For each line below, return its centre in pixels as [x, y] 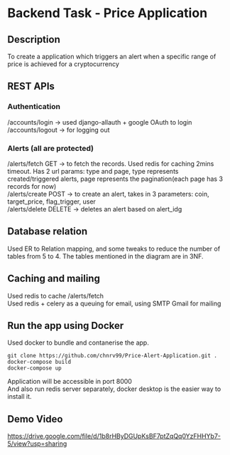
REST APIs [31, 87]
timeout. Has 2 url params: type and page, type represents [93, 171]
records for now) [32, 186]
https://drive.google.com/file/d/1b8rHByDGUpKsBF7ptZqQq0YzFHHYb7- [114, 436]
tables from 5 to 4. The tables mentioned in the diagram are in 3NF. [105, 256]
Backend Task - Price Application [108, 13]
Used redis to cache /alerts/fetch [56, 296]
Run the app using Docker [66, 326]
